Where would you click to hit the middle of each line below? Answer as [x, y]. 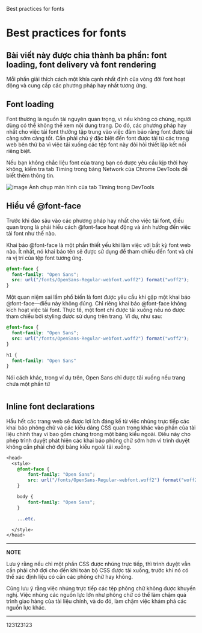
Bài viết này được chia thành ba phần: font [87, 55]
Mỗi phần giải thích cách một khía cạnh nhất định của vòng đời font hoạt [96, 79]
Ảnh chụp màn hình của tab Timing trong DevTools [92, 187]
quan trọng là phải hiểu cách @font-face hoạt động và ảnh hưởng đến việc [99, 227]
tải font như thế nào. [31, 233]
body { [25, 497]
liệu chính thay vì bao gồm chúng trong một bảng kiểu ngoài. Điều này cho [99, 434]
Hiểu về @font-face [44, 206]
